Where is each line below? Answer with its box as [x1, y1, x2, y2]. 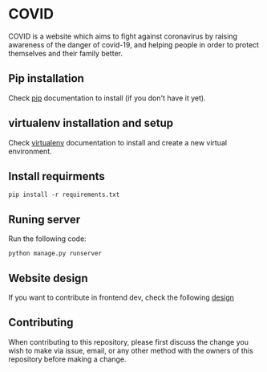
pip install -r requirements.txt [8, 190, 120, 199]
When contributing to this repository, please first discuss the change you [8, 337, 249, 346]
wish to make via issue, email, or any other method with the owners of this [8, 345, 254, 355]
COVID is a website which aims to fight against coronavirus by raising [8, 31, 238, 41]
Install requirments [8, 170, 106, 183]
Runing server [8, 212, 81, 226]
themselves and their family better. [8, 48, 123, 58]
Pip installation [8, 72, 84, 85]
